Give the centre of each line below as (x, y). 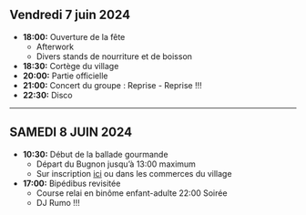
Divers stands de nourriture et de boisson (114, 56)
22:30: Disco (47, 95)
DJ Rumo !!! (58, 202)
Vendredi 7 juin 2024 (70, 15)
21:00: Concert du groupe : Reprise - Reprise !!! (112, 85)
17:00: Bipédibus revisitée (71, 183)
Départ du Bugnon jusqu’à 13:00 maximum (116, 164)
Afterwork (55, 46)
